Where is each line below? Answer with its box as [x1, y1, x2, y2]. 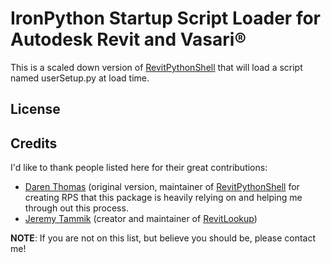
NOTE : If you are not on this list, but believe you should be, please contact [10, 232, 316, 244]
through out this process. [24, 202, 129, 214]
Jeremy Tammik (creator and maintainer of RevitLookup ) [24, 213, 258, 225]
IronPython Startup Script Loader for [10, 7, 322, 30]
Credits [10, 135, 58, 152]
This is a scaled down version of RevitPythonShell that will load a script [10, 61, 303, 73]
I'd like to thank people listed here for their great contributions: [10, 162, 268, 174]
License [10, 101, 61, 118]
